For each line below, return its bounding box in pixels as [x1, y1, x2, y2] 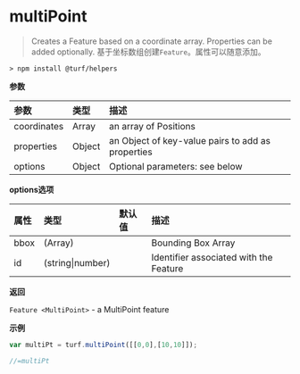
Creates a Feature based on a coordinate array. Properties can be [30, 36, 272, 46]
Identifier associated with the [151, 251, 273, 263]
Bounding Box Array [151, 237, 236, 249]
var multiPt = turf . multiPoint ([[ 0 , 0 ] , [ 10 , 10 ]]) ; [9, 340, 198, 349]
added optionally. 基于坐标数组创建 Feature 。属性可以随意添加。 [30, 46, 266, 57]
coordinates [13, 120, 64, 132]
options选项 [9, 184, 54, 195]
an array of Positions [108, 120, 196, 132]
